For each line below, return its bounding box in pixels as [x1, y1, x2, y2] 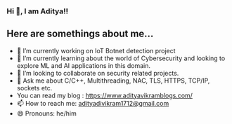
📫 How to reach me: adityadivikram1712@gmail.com [16, 99, 169, 107]
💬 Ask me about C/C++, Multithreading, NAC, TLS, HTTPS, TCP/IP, [16, 76, 210, 85]
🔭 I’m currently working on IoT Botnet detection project [16, 46, 176, 55]
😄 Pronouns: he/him [16, 109, 77, 118]
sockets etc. [16, 83, 53, 92]
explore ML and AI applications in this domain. [16, 61, 150, 69]
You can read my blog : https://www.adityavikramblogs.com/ [16, 91, 193, 99]
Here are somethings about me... [6, 28, 154, 40]
